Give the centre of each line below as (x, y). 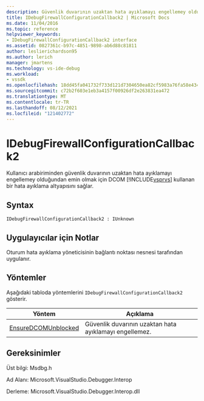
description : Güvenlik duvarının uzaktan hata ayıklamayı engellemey (96, 12)
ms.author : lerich (29, 57)
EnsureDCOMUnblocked (44, 328)
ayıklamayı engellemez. (118, 331)
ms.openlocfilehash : (32, 86)
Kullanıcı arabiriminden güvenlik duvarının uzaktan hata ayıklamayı (89, 173)
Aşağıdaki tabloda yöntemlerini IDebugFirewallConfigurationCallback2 (95, 292)
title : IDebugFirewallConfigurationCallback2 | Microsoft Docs (88, 18)
